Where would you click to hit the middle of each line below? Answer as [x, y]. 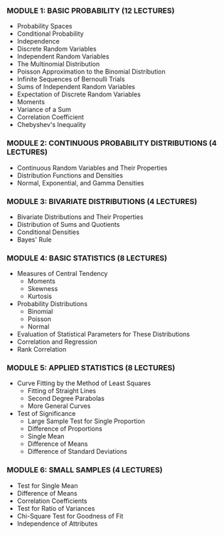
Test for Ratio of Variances [56, 508]
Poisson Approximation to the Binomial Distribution [91, 72]
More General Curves [59, 406]
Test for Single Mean [47, 485]
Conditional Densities [48, 232]
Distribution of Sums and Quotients [68, 224]
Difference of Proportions [65, 429]
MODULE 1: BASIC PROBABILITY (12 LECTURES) [91, 11]
